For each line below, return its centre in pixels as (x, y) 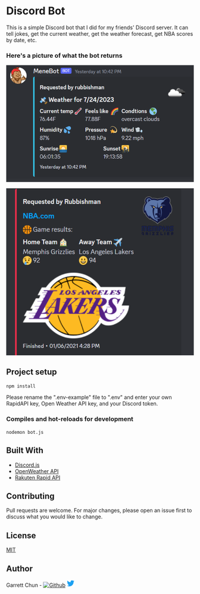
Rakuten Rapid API (37, 477)
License (21, 535)
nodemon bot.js (25, 432)
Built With (25, 451)
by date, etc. (21, 40)
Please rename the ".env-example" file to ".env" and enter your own (89, 398)
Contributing (30, 496)
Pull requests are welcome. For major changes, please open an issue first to (99, 511)
